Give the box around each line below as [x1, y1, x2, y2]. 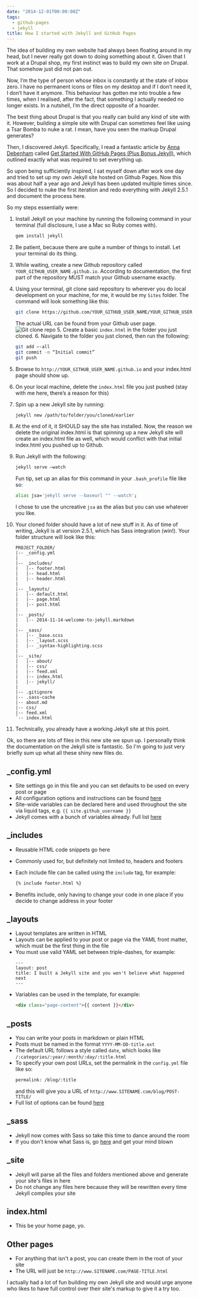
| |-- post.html [15, 602, 61, 607]
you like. [15, 510, 36, 517]
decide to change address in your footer [15, 897, 113, 904]
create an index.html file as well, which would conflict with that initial [15, 435, 182, 442]
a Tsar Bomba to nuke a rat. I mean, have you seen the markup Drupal [6, 126, 176, 133]
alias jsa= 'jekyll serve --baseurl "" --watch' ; [15, 493, 137, 498]
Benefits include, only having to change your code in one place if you [15, 891, 184, 898]
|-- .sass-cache [15, 695, 55, 701]
